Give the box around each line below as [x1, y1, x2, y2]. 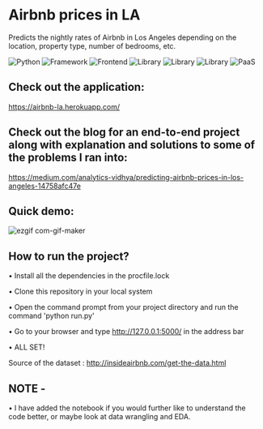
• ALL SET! [8, 342, 45, 352]
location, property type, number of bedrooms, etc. [8, 41, 176, 50]
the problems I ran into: [8, 151, 128, 165]
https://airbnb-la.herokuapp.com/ [8, 101, 120, 111]
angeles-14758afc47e [8, 181, 81, 191]
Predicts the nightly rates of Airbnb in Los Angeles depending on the [8, 32, 237, 42]
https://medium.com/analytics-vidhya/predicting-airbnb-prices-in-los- [8, 172, 244, 182]
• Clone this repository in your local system [8, 286, 153, 297]
